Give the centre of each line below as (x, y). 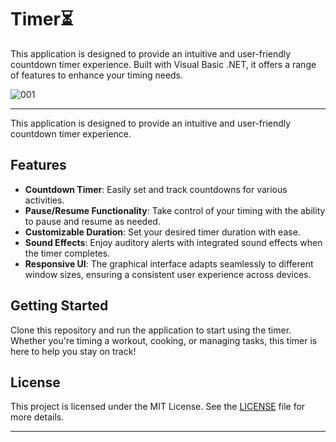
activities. (44, 200)
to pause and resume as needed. (92, 221)
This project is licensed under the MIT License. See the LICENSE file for (158, 407)
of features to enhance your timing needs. (97, 75)
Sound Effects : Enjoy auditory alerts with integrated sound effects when (173, 242)
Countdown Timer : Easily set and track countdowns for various (156, 189)
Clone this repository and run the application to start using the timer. (151, 330)
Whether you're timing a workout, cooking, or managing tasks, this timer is (164, 340)
